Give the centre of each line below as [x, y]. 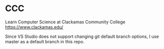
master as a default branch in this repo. [45, 41]
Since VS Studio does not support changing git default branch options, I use [82, 36]
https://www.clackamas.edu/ [34, 27]
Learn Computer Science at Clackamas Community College [65, 22]
